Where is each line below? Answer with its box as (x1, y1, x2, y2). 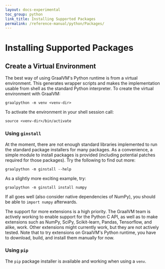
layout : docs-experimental (5, 7, 61, 12)
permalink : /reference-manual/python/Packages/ (5, 21, 105, 26)
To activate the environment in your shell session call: (5, 109, 114, 115)
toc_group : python (5, 12, 43, 17)
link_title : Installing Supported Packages (5, 16, 96, 21)
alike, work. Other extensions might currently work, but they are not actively (5, 224, 159, 230)
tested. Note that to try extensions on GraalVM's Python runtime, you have (5, 229, 156, 235)
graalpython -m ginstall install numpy (5, 185, 87, 190)
